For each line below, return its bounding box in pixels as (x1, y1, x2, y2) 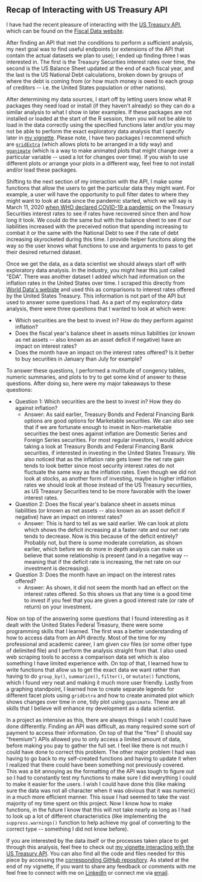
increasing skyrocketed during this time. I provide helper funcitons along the (6, 235, 196, 243)
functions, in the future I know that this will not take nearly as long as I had (6, 806, 191, 813)
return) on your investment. (24, 603, 92, 610)
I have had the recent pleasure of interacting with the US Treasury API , (6, 21, 182, 28)
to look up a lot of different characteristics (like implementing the (6, 812, 167, 820)
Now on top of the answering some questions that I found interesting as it (6, 615, 189, 622)
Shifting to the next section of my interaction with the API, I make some (6, 177, 183, 185)
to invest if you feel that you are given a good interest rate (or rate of (24, 596, 194, 604)
